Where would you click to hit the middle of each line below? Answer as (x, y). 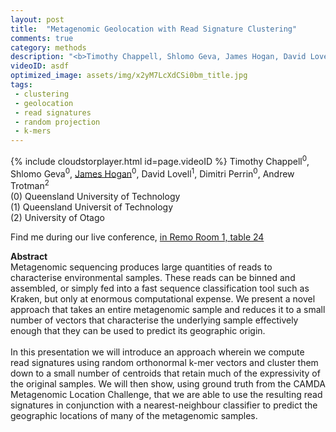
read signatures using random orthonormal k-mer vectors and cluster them (164, 363)
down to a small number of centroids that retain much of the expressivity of (165, 373)
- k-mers (33, 131)
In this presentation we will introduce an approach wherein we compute (157, 352)
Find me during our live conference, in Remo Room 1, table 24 (137, 237)
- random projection (57, 122)
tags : (21, 85)
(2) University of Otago (57, 218)
